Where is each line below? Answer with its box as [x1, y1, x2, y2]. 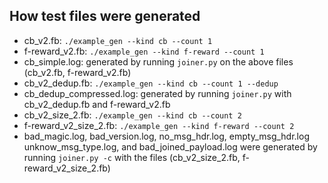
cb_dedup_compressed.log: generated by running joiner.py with [23, 87, 292, 99]
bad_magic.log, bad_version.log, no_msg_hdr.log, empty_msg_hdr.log [23, 130, 310, 142]
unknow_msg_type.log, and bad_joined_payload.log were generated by [23, 140, 318, 153]
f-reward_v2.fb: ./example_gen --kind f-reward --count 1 [23, 45, 265, 57]
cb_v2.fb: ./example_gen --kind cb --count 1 [23, 34, 213, 46]
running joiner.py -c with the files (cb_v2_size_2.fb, [23, 151, 241, 163]
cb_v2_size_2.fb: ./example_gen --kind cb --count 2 [23, 109, 242, 121]
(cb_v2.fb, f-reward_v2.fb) [23, 66, 132, 78]
